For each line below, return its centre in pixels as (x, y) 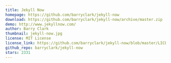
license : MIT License (28, 39)
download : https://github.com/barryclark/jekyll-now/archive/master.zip (84, 19)
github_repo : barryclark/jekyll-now (44, 48)
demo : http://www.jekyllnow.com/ (41, 24)
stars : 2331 (18, 52)
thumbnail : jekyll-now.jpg (34, 34)
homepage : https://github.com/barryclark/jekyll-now (62, 15)
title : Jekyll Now (25, 10)
